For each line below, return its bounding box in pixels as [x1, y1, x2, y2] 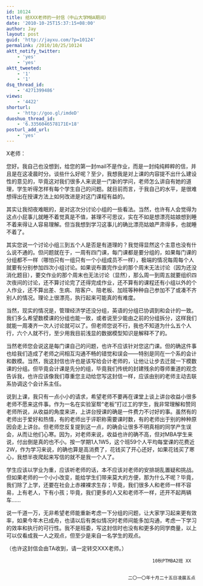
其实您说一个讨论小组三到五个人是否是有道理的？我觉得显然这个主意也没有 [6, 241, 192, 248]
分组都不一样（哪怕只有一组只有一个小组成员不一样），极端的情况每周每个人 [6, 256, 195, 263]
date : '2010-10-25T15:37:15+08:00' [6, 20, 96, 26]
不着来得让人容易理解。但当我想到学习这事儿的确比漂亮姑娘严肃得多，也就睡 [6, 221, 197, 228]
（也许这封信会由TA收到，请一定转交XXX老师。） [6, 544, 127, 552]
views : [6, 93, 23, 99]
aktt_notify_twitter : [6, 48, 61, 54]
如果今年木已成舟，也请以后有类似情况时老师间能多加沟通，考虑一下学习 [16, 517, 197, 524]
